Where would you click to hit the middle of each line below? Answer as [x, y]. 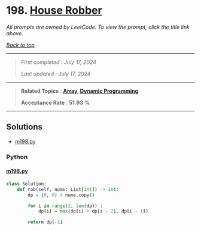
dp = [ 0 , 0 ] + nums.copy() [61, 195]
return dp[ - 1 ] [45, 222]
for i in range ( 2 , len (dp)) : [65, 206]
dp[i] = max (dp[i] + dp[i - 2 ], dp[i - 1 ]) [93, 211]
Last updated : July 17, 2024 [56, 74]
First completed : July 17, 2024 [59, 62]
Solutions [25, 127]
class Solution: [26, 184]
